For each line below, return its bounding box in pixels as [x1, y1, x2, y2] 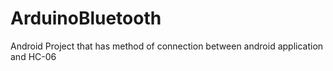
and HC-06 [10, 50, 57, 62]
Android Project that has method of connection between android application [10, 40, 324, 52]
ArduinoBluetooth [10, 7, 162, 30]
